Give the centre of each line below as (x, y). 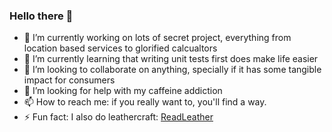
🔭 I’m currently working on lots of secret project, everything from (157, 38)
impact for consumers (69, 80)
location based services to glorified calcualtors (120, 48)
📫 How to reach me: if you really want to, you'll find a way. (145, 102)
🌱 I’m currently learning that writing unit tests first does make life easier (171, 59)
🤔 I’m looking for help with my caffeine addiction (123, 91)
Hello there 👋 (41, 16)
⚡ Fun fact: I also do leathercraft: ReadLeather (118, 117)
